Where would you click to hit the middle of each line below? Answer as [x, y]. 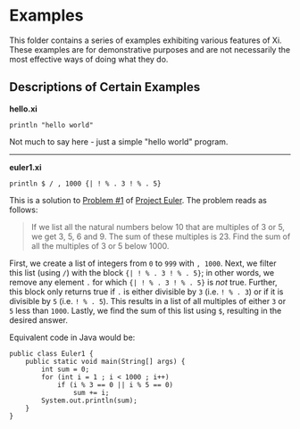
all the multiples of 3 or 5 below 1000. [100, 245]
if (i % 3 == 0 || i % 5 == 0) [115, 384]
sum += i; [91, 392]
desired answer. [39, 320]
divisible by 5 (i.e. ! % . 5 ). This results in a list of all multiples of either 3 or [148, 301]
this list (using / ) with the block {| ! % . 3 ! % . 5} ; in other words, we [142, 272]
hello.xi [23, 109]
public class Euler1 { [51, 353]
